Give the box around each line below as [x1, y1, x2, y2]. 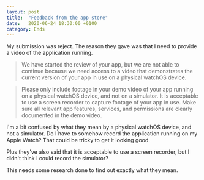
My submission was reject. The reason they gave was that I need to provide [6, 43, 197, 50]
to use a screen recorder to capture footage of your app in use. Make [21, 99, 197, 106]
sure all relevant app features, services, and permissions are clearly [21, 105, 193, 113]
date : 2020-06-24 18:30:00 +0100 [6, 20, 97, 26]
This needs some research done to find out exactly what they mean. [6, 167, 178, 174]
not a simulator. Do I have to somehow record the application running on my [6, 130, 198, 137]
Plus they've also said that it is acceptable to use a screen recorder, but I [6, 148, 190, 156]
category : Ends [6, 26, 45, 32]
